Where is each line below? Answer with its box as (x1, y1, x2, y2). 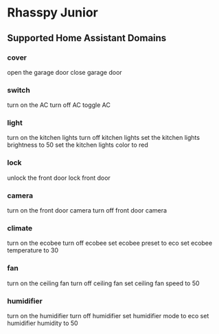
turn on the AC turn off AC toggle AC (7, 101, 111, 109)
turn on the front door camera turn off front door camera (7, 206, 167, 215)
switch (7, 85, 31, 95)
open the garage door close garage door (7, 68, 122, 76)
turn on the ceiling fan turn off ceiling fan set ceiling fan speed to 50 (7, 279, 200, 287)
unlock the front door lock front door (7, 174, 111, 182)
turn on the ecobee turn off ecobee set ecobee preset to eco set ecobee (7, 239, 213, 248)
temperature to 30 (7, 246, 58, 254)
